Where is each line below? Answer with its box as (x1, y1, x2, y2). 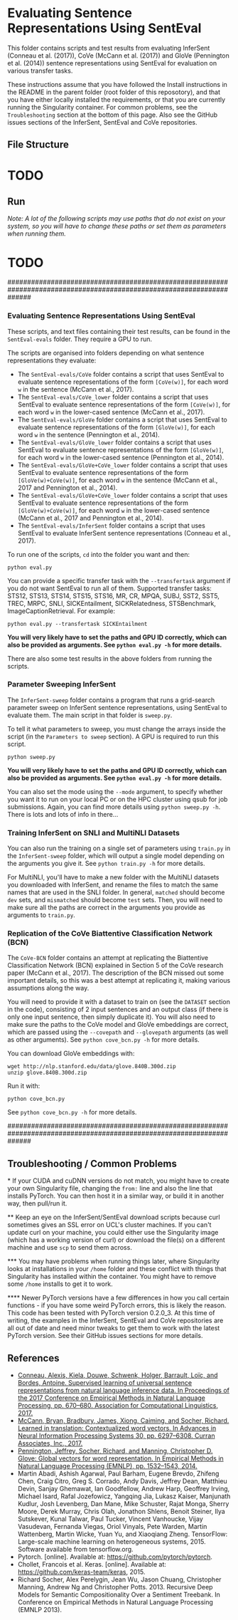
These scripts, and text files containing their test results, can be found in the (7, 327, 231, 335)
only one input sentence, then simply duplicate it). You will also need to (7, 1013, 215, 1021)
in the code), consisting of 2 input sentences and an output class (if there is (7, 1005, 229, 1014)
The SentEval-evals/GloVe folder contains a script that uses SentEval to (17, 415, 227, 424)
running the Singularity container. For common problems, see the (7, 103, 198, 111)
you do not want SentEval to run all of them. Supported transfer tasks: (7, 584, 212, 592)
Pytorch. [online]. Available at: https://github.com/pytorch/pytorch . (17, 1552, 213, 1561)
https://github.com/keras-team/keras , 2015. (17, 1568, 146, 1577)
